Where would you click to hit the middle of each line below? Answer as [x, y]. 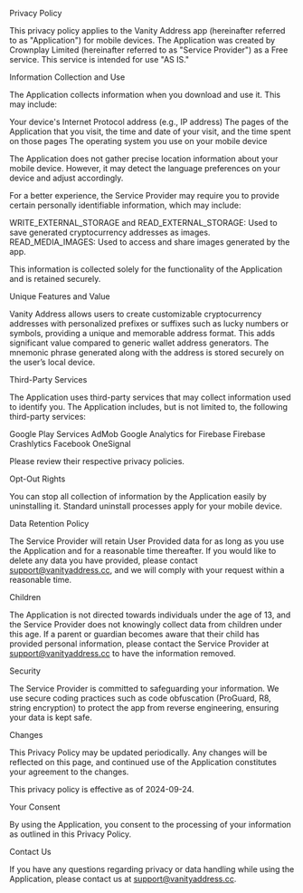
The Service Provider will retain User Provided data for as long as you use [147, 541]
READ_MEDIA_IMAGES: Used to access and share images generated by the [150, 242]
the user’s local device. [52, 362]
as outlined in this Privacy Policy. [71, 834]
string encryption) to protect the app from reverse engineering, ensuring [144, 708]
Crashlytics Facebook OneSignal [70, 444]
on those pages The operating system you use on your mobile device [138, 141]
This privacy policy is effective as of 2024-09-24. [102, 789]
